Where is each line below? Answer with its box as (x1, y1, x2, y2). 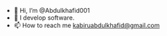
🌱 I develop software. (13, 14, 75, 22)
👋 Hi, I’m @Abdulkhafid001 (13, 7, 90, 14)
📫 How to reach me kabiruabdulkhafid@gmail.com (13, 21, 160, 29)
